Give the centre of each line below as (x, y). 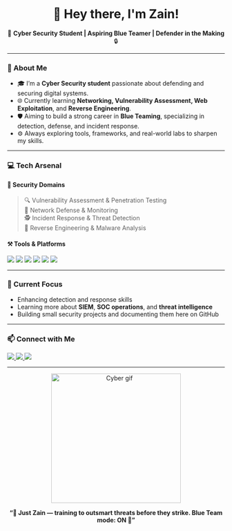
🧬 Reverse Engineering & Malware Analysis (85, 228)
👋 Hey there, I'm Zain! (116, 14)
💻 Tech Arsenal (35, 166)
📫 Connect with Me (41, 339)
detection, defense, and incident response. (78, 126)
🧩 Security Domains (36, 184)
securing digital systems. (52, 93)
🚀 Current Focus (35, 284)
